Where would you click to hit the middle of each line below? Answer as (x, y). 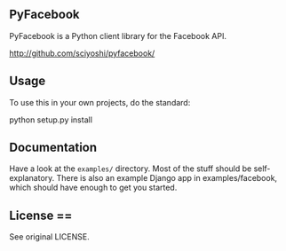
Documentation (53, 148)
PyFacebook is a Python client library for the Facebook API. (118, 35)
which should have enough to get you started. (93, 188)
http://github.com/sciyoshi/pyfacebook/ (82, 53)
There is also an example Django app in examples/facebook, (167, 178)
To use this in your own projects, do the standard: (100, 102)
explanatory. (32, 178)
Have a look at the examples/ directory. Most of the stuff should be (131, 169)
